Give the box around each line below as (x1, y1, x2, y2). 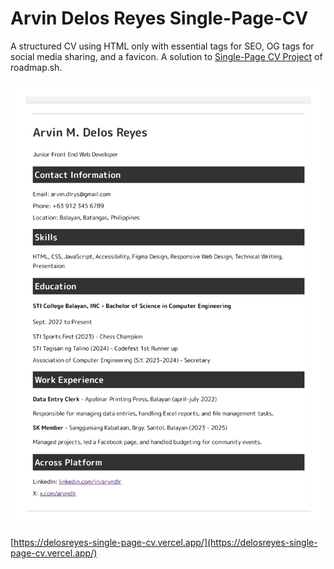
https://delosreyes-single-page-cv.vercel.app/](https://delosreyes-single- (13, 537, 318, 549)
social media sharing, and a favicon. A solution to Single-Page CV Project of (10, 50, 323, 62)
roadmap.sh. (10, 61, 63, 73)
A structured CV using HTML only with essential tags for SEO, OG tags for (10, 40, 315, 52)
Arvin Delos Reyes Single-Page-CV (10, 7, 309, 30)
